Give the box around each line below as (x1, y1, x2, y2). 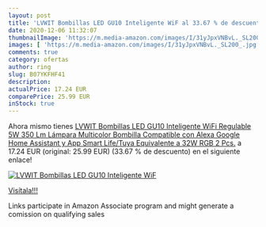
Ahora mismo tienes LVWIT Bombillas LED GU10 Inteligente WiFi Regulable (8, 122, 252, 131)
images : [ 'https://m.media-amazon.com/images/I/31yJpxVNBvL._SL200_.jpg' (8, 41, 260, 49)
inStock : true (8, 100, 55, 108)
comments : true (8, 48, 59, 56)
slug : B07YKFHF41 (8, 70, 66, 78)
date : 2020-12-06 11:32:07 (8, 26, 97, 34)
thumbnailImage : (8, 33, 62, 42)
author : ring (8, 63, 51, 71)
